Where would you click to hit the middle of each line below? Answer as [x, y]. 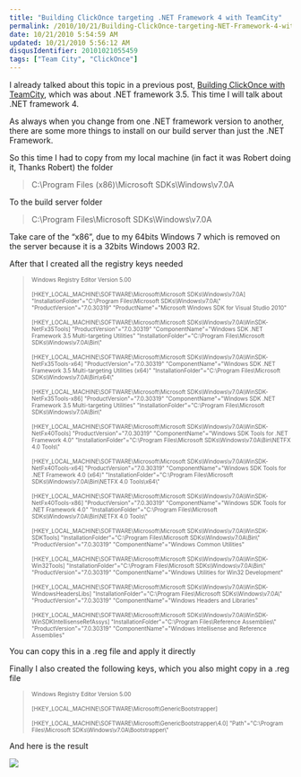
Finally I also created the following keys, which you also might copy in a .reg [149, 668]
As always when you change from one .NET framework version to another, [146, 121]
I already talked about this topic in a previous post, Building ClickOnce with [147, 85]
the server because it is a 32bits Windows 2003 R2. [105, 246]
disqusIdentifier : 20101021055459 [74, 51]
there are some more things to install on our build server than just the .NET [147, 131]
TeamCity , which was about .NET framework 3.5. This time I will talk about [146, 94]
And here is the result [49, 746]
